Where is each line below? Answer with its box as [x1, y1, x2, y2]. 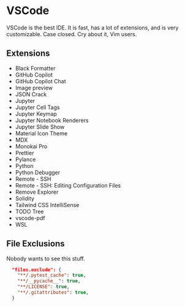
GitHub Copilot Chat [15, 77, 66, 85]
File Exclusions [6, 238, 65, 249]
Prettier [15, 149, 34, 156]
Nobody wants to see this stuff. [6, 255, 86, 262]
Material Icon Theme [15, 129, 68, 137]
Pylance [15, 156, 36, 163]
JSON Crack [15, 90, 47, 98]
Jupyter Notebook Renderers [15, 116, 89, 124]
